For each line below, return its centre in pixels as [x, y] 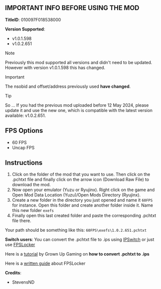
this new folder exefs [33, 210]
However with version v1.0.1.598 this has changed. [55, 67]
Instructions [24, 163]
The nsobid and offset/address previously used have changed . [68, 86]
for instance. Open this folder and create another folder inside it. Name [82, 205]
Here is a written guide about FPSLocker [45, 263]
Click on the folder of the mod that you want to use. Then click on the [81, 175]
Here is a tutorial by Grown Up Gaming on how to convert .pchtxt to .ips [77, 254]
